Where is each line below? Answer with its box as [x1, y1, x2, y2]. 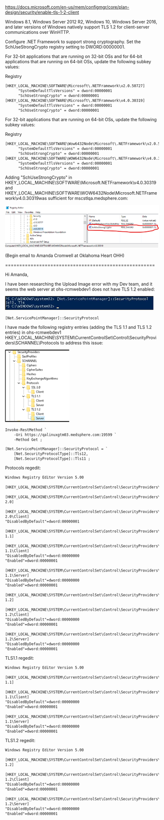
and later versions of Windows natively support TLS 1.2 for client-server [5, 24, 150, 30]
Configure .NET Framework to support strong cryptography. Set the [5, 39, 141, 45]
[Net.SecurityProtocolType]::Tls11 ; [14, 456, 91, 461]
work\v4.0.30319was [5, 196, 47, 201]
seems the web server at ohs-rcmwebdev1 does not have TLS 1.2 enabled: [5, 286, 155, 292]
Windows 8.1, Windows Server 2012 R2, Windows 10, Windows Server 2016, [5, 19, 158, 25]
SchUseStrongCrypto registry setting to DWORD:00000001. [5, 44, 125, 50]
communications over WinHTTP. [5, 29, 70, 35]
